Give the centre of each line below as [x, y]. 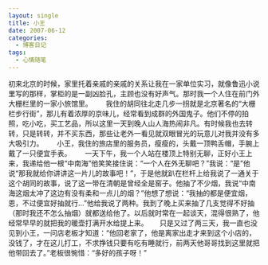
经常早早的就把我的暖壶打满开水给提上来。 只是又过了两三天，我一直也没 [133, 223]
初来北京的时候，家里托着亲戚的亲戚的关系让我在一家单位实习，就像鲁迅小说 [134, 84]
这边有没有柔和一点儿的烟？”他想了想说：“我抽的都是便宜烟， [151, 193]
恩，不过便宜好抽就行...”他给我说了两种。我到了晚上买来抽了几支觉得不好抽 [132, 203]
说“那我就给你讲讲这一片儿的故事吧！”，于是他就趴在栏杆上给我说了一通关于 [134, 173]
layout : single [33, 16]
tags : [17, 53]
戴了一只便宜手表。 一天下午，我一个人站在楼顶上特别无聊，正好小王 [127, 153]
